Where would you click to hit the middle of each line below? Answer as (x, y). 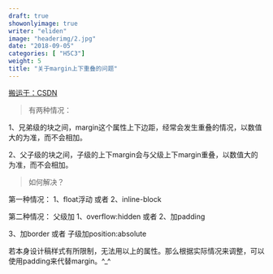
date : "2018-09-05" (41, 46)
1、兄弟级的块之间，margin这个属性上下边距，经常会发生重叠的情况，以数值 (135, 127)
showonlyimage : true (43, 24)
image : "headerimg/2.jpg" (52, 39)
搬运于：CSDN (33, 92)
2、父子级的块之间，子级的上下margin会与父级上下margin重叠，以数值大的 (133, 154)
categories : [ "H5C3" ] (47, 54)
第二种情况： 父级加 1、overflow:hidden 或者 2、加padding (107, 216)
